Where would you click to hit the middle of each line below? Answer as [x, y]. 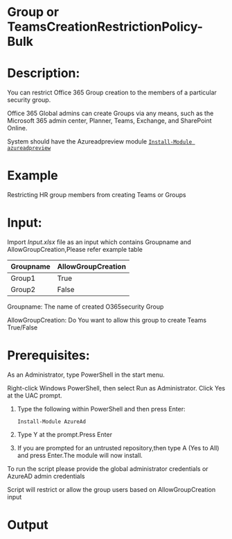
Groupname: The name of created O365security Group [86, 307]
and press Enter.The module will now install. [80, 455]
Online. [17, 128]
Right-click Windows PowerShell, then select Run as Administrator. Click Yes [116, 388]
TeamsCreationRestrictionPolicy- [105, 27]
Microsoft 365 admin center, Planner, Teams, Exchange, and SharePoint [110, 121]
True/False [23, 327]
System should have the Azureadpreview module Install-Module [100, 142]
